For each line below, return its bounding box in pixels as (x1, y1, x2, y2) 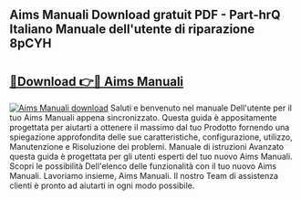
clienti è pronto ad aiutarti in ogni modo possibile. (9, 180, 195, 191)
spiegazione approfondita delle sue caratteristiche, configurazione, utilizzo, (9, 132, 294, 142)
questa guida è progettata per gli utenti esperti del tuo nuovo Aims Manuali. (9, 151, 294, 162)
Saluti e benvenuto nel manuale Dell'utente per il (110, 102, 292, 113)
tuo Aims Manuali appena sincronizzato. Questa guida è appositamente (9, 112, 277, 122)
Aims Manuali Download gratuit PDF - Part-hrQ (9, 7, 281, 23)
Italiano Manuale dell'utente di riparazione (9, 22, 255, 37)
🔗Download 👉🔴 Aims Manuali (9, 73, 184, 89)
